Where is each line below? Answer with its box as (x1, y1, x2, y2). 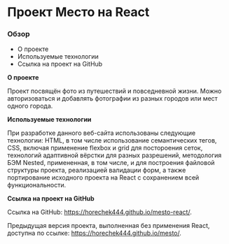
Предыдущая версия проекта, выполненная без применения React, (7, 222, 210, 230)
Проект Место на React (7, 4, 150, 20)
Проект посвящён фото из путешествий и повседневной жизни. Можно (7, 87, 222, 95)
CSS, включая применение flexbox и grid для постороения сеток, (7, 144, 203, 152)
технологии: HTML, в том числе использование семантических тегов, (7, 136, 217, 145)
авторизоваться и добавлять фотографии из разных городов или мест (7, 94, 218, 103)
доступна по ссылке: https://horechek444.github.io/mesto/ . (7, 229, 182, 238)
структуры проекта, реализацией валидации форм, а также (7, 166, 186, 175)
